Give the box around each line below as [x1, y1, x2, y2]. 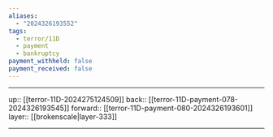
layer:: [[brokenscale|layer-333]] [8, 111, 118, 122]
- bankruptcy [15, 49, 60, 58]
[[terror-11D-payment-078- [148, 94, 238, 104]
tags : [8, 27, 27, 35]
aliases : [8, 11, 38, 20]
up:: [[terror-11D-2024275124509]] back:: [8, 94, 147, 104]
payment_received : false [8, 65, 93, 73]
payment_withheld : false [8, 58, 93, 66]
